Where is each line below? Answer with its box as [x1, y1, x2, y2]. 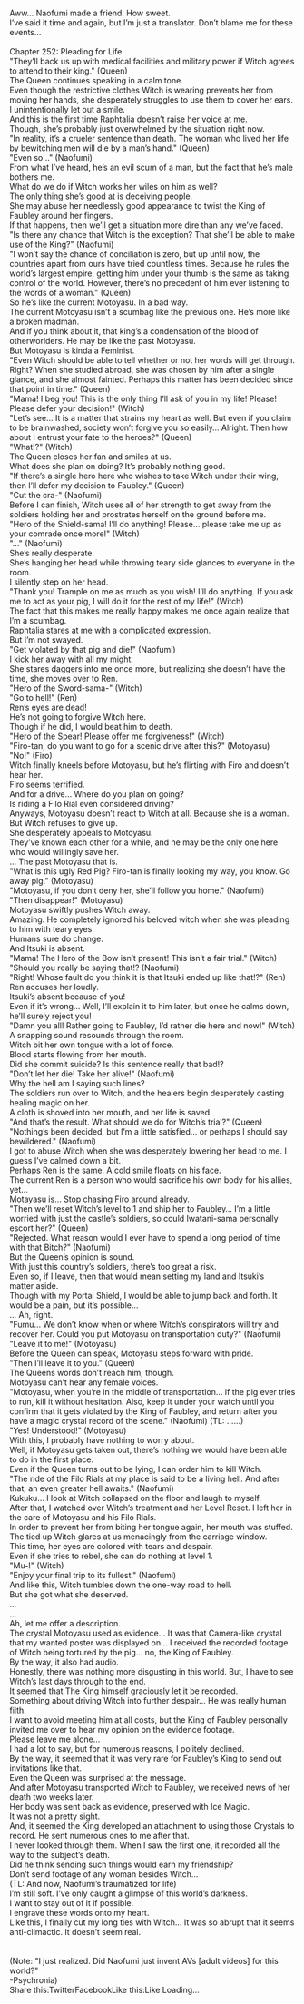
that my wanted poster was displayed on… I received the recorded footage [9, 1637, 289, 1648]
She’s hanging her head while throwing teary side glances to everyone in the [9, 557, 295, 568]
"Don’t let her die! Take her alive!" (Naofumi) [9, 1068, 175, 1079]
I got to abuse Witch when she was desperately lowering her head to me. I [9, 1145, 288, 1156]
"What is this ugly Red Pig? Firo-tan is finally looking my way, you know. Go [9, 866, 290, 877]
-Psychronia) [9, 1975, 58, 1985]
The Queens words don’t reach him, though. [9, 1368, 174, 1378]
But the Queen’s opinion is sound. [9, 1252, 135, 1262]
